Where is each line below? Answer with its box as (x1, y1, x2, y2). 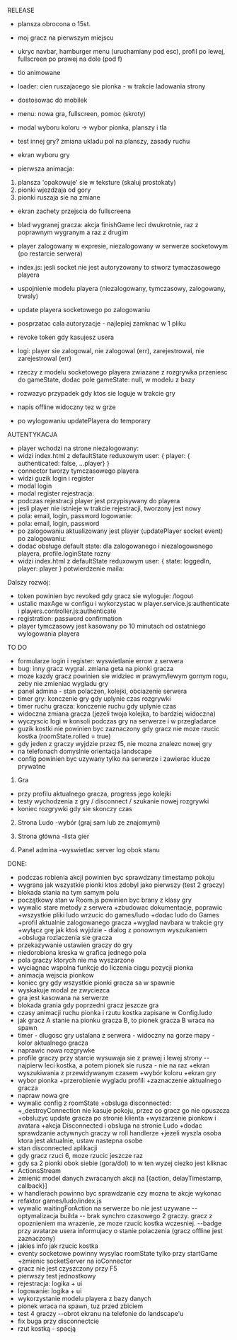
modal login (17, 481, 52, 490)
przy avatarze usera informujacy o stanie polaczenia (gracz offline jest (17, 1227, 223, 1235)
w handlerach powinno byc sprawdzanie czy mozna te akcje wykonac (17, 1189, 221, 1197)
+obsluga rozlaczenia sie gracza (17, 934, 112, 941)
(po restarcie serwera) (17, 249, 83, 258)
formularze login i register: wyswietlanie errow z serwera (17, 657, 184, 665)
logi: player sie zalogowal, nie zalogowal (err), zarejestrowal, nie (17, 347, 205, 355)
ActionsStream (17, 1167, 62, 1174)
